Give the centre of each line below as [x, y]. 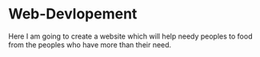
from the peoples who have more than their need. [90, 44]
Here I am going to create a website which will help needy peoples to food [130, 36]
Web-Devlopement [73, 14]
